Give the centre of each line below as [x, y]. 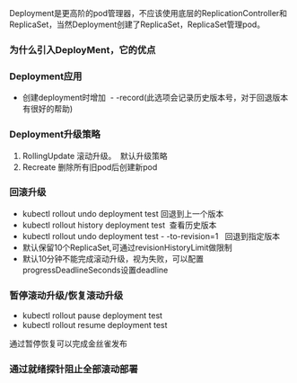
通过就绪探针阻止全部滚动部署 [74, 370]
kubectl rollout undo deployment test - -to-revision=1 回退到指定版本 [151, 236]
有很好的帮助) [48, 109]
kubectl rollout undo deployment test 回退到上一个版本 [123, 213]
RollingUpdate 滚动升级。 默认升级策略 [95, 156]
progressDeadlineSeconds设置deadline [95, 270]
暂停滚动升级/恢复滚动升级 [66, 295]
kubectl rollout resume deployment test [95, 325]
